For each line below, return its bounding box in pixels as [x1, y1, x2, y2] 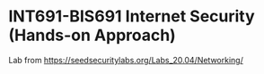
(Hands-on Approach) [8, 25, 176, 45]
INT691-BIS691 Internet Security [8, 6, 255, 27]
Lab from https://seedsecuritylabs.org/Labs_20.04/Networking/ [8, 54, 243, 65]
